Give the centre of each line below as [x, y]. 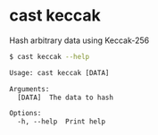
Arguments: [29, 89]
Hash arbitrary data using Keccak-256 [79, 40]
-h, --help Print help [61, 122]
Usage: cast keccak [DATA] [59, 72]
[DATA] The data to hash [66, 97]
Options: [25, 114]
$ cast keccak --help [50, 56]
